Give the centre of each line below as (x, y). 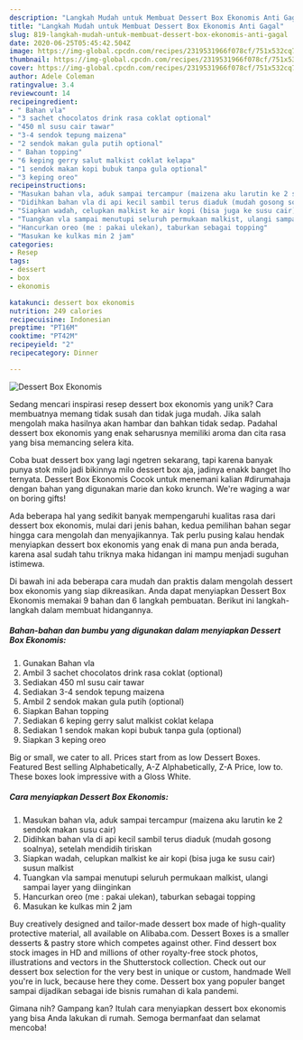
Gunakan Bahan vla (58, 663)
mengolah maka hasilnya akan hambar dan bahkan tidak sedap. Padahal (143, 423)
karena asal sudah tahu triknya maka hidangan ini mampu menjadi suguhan (149, 554)
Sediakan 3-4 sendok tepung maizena (93, 692)
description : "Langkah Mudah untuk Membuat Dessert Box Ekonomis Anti (145, 18)
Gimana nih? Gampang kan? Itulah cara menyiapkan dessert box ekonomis (148, 1008)
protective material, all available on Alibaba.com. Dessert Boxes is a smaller (149, 933)
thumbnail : (30, 60)
